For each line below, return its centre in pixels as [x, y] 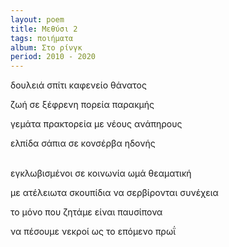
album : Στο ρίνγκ [46, 47]
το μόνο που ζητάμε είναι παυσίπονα [86, 212]
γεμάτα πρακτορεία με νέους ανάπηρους [96, 124]
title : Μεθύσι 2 [44, 29]
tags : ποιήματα [42, 38]
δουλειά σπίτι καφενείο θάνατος [78, 85]
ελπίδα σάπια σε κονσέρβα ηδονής [83, 143]
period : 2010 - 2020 [53, 57]
